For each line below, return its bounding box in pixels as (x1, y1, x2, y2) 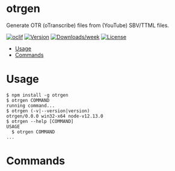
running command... (6, 103, 55, 109)
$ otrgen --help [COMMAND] (6, 118, 74, 124)
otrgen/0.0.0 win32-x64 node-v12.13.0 (6, 113, 103, 119)
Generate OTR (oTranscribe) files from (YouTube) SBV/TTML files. (6, 22, 170, 29)
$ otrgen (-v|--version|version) (6, 107, 90, 114)
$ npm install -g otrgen (6, 92, 69, 98)
